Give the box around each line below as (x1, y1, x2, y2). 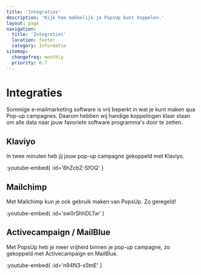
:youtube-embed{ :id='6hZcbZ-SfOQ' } (6, 165, 104, 172)
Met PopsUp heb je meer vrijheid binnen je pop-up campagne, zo (6, 243, 170, 251)
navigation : (6, 25, 36, 32)
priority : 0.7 (12, 59, 47, 66)
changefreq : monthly (12, 54, 64, 60)
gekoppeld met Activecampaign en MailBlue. (6, 250, 118, 257)
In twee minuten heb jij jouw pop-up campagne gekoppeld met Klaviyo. (6, 152, 185, 160)
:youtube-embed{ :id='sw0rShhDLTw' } (6, 210, 105, 217)
